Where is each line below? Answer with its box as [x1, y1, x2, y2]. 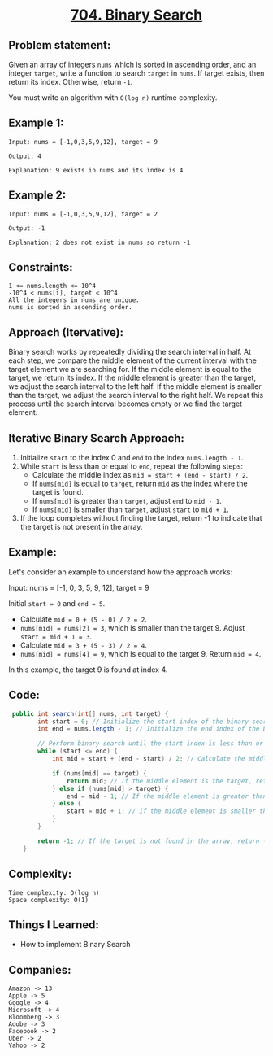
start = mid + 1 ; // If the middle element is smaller [66, 807, 256, 815]
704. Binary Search [70, 6, 203, 24]
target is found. [32, 487, 84, 497]
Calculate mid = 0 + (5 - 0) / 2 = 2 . [19, 614, 148, 624]
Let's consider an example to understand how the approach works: [8, 567, 233, 577]
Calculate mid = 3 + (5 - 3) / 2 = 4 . [19, 640, 148, 650]
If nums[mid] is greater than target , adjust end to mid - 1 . [32, 496, 222, 506]
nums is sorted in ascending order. [8, 303, 132, 312]
